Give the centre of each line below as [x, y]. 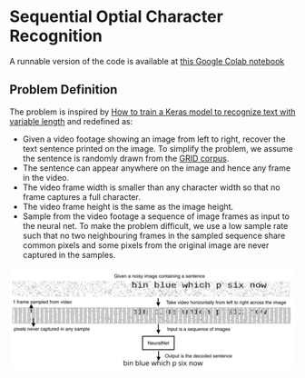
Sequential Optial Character [117, 17]
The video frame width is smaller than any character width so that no [151, 187]
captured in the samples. [69, 254]
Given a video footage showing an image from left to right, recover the [154, 139]
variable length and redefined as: [71, 121]
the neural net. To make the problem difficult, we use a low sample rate [155, 225]
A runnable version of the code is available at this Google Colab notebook [147, 61]
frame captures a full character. [81, 196]
